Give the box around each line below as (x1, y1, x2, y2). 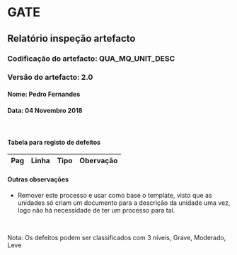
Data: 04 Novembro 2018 (7, 106, 83, 114)
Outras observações (7, 175, 69, 184)
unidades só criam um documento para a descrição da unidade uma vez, (17, 198, 231, 207)
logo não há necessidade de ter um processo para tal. (17, 206, 175, 214)
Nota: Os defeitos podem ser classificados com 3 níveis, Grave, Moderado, (7, 233, 226, 242)
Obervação (79, 156, 118, 166)
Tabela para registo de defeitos (7, 138, 101, 146)
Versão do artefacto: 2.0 (7, 72, 93, 82)
